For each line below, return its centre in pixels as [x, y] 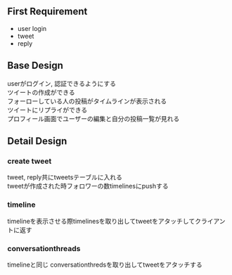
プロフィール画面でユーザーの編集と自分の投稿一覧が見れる [94, 118]
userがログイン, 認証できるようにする [62, 83]
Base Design [35, 66]
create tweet [30, 161]
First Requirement [47, 12]
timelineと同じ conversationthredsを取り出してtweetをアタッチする [105, 264]
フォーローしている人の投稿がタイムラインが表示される [87, 101]
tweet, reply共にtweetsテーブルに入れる [65, 177]
